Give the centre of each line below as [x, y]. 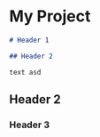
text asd [25, 72]
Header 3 [30, 125]
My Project [50, 16]
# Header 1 [29, 40]
